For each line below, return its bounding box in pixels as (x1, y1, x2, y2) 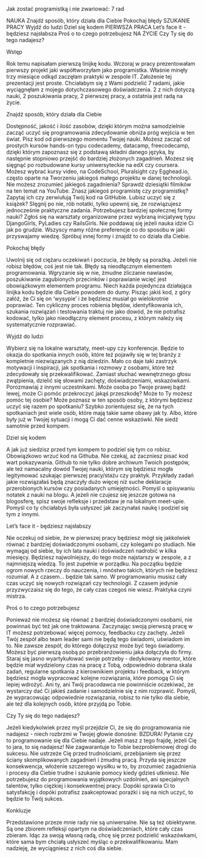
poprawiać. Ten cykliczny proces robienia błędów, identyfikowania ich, (6, 302, 183, 308)
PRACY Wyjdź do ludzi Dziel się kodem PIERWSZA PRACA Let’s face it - (6, 24, 186, 30)
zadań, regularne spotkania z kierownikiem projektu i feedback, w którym (6, 668, 190, 675)
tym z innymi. (6, 511, 40, 517)
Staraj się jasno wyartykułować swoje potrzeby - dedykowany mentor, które (6, 655, 196, 662)
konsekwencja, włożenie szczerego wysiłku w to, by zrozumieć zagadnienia (6, 763, 196, 770)
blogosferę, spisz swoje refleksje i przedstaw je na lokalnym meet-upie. (6, 498, 186, 505)
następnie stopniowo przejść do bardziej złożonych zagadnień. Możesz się (6, 155, 194, 162)
